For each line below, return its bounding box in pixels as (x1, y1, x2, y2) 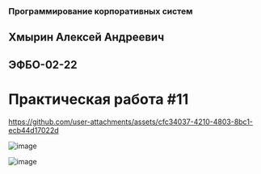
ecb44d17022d (8, 125, 59, 135)
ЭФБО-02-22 (8, 58, 78, 72)
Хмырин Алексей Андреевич (8, 31, 165, 44)
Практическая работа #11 (8, 90, 189, 108)
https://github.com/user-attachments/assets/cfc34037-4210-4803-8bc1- (8, 117, 253, 126)
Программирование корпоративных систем (8, 6, 193, 17)
